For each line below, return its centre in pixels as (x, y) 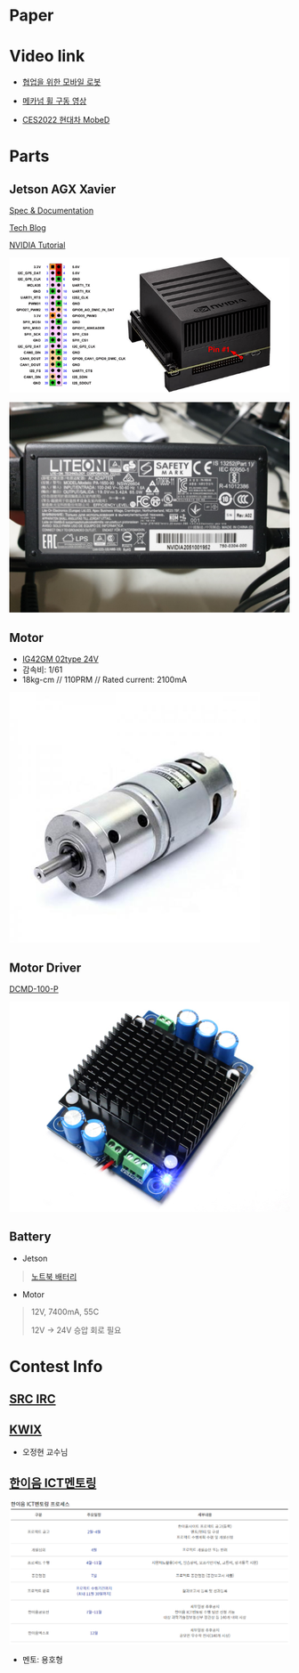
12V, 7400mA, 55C (65, 1312)
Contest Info (56, 1366)
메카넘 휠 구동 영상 (54, 101)
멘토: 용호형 (43, 1659)
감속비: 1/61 (42, 670)
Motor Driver (45, 967)
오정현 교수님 (45, 1452)
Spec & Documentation (52, 211)
